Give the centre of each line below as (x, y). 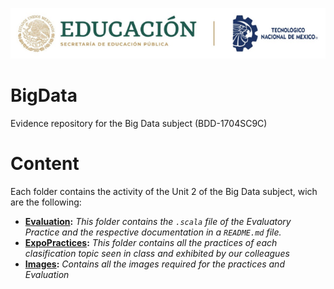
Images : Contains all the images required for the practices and (154, 264)
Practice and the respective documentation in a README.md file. (153, 232)
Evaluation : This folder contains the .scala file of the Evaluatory (158, 221)
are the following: (46, 202)
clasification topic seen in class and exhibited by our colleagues (157, 253)
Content (45, 164)
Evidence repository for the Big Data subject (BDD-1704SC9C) (139, 123)
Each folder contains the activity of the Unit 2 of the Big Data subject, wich (164, 191)
